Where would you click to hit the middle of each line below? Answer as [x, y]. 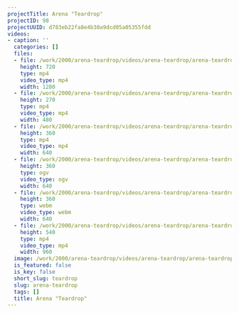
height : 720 [38, 67]
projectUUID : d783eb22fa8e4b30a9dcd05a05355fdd [79, 27]
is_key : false [34, 272]
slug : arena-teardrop [46, 285]
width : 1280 [38, 87]
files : [23, 54]
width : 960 [36, 252]
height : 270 [38, 100]
